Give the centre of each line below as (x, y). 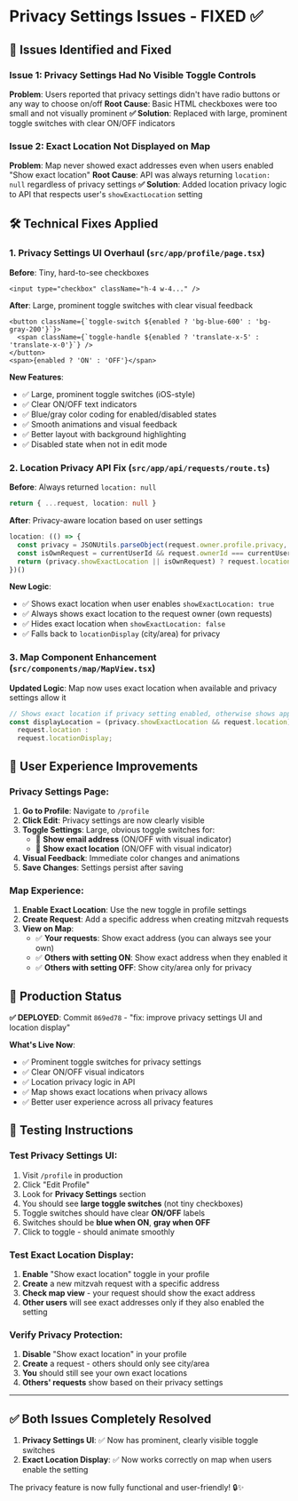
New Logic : (30, 587)
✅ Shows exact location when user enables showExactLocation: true (148, 604)
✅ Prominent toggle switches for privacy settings (112, 1062)
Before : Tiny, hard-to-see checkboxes (79, 272)
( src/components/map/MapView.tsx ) (82, 668)
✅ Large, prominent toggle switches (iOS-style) (109, 394)
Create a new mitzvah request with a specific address (121, 1283)
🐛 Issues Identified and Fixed (90, 49)
